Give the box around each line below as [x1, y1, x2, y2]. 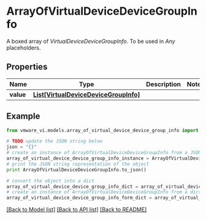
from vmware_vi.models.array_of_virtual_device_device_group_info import [6, 127, 199, 133]
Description [146, 80, 181, 88]
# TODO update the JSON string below [6, 138, 103, 144]
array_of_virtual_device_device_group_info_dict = [6, 184, 139, 190]
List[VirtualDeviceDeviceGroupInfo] [32, 90, 140, 98]
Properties [6, 62, 48, 72]
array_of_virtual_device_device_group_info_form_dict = [6, 195, 152, 201]
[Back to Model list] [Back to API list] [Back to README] [6, 206, 147, 213]
